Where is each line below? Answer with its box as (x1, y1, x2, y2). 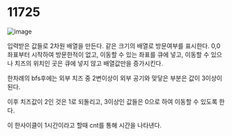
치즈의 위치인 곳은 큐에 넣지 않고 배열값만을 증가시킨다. (14, 59, 164, 67)
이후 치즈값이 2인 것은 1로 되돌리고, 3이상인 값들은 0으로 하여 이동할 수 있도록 (7, 97, 218, 105)
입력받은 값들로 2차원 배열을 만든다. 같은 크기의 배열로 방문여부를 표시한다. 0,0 (7, 41, 221, 50)
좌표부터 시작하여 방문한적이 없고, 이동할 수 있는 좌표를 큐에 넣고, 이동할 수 (7, 50, 210, 59)
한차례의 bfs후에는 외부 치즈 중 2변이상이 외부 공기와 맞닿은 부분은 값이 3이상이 (7, 74, 223, 82)
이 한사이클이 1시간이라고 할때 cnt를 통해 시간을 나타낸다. (7, 121, 162, 129)
